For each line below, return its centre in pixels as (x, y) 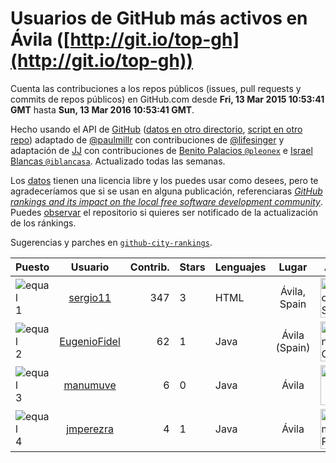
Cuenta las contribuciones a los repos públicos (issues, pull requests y (156, 88)
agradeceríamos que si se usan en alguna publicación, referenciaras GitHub (166, 191)
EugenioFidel (90, 341)
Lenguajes (240, 267)
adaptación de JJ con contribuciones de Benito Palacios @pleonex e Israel (161, 150)
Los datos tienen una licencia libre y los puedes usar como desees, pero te (164, 180)
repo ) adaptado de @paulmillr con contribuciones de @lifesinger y (147, 139)
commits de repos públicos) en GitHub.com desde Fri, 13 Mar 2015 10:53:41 (167, 99)
